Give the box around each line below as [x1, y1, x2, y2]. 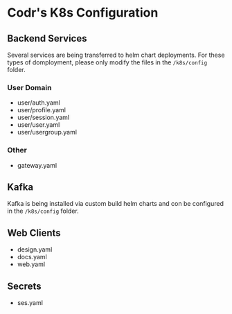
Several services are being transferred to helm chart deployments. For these [7, 51, 225, 59]
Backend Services [7, 33, 87, 44]
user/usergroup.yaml [17, 128, 78, 137]
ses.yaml [17, 299, 44, 307]
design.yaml [17, 245, 53, 254]
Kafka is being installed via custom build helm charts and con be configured [7, 200, 224, 208]
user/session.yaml [17, 113, 70, 122]
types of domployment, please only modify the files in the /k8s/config [7, 58, 208, 67]
